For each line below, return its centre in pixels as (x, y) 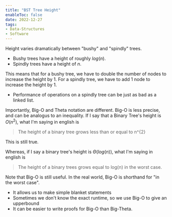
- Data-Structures (25, 29)
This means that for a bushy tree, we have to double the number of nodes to (86, 74)
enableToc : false (24, 15)
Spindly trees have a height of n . (47, 64)
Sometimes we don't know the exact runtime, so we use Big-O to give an (90, 198)
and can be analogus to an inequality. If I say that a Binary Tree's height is (83, 115)
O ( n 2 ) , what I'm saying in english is (42, 121)
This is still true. (22, 142)
